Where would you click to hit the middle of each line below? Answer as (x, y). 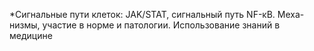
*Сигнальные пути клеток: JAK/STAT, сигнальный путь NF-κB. (142, 14)
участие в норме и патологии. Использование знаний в (161, 25)
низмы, (25, 25)
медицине (31, 35)
